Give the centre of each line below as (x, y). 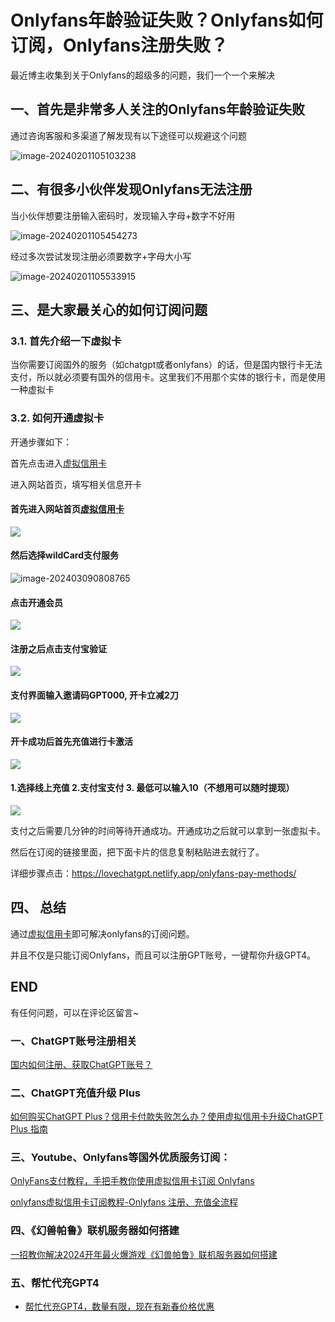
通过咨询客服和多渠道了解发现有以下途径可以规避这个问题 (128, 135)
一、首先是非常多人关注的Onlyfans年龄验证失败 (158, 109)
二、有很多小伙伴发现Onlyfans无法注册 (131, 189)
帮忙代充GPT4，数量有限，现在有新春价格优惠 (119, 1307)
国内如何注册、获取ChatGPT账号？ (81, 1064)
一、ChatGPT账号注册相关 (74, 1041)
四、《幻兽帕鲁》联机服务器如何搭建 (95, 1231)
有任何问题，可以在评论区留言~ (75, 1012)
